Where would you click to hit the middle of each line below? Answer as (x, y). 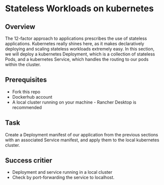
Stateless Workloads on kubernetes (80, 9)
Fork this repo (26, 92)
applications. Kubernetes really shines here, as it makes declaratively (75, 44)
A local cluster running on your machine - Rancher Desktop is (74, 102)
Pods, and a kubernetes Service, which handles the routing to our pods (77, 59)
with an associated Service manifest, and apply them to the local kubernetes (82, 140)
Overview (20, 27)
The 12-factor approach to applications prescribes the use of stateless (76, 38)
